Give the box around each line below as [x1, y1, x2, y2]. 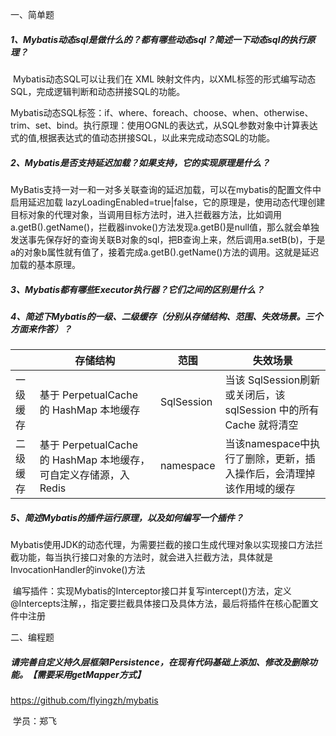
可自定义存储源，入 [39, 468, 130, 482]
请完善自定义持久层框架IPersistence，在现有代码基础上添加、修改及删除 [10, 656, 309, 668]
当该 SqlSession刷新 [224, 373, 321, 387]
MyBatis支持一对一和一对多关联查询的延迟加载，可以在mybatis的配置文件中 [10, 183, 322, 195]
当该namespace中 [224, 437, 311, 451]
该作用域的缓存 [224, 482, 296, 496]
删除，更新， [244, 452, 306, 466]
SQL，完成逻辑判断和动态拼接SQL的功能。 [10, 85, 186, 97]
